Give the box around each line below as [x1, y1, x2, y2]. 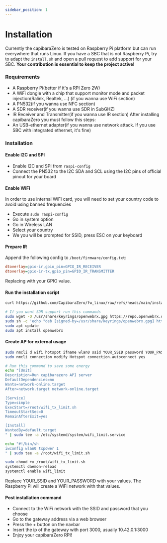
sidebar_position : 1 [5, 7, 48, 12]
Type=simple [5, 400, 30, 405]
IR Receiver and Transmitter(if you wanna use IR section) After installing [12, 111, 160, 117]
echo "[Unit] [5, 368, 32, 373]
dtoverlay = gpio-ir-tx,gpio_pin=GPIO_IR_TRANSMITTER [5, 269, 114, 274]
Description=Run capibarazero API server [5, 373, 92, 378]
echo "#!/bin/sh [5, 441, 39, 446]
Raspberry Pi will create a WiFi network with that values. [5, 483, 121, 489]
